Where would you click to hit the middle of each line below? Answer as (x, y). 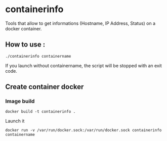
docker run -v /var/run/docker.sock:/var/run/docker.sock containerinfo (83, 130)
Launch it (15, 121)
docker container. (24, 28)
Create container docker (45, 87)
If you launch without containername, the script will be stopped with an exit (83, 65)
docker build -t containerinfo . (40, 112)
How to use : (25, 45)
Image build (20, 101)
